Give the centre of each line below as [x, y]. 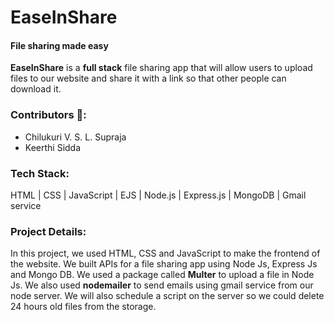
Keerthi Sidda [53, 147]
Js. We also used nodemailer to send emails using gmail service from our [162, 285]
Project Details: [48, 231]
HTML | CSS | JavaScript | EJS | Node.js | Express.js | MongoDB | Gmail [158, 195]
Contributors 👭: [48, 115]
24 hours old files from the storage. [83, 307]
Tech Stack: [40, 173]
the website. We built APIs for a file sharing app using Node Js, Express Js [164, 264]
